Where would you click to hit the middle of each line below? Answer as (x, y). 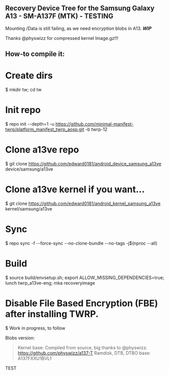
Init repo (23, 110)
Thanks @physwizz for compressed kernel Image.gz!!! (62, 38)
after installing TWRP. (52, 314)
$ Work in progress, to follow (35, 328)
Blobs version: (20, 338)
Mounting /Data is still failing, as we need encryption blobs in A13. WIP (78, 28)
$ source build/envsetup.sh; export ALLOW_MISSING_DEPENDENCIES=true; (85, 278)
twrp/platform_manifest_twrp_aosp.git (45, 129)
